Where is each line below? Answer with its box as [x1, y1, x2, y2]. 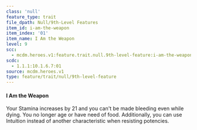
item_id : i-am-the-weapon [6, 25, 69, 31]
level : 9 [6, 42, 28, 47]
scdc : [6, 57, 19, 63]
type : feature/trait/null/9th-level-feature [6, 74, 117, 80]
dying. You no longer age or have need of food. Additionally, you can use [6, 111, 182, 118]
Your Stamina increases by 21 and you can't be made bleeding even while [6, 105, 184, 112]
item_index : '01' [6, 30, 49, 36]
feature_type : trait [6, 14, 57, 20]
